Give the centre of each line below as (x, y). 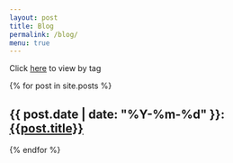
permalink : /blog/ (44, 34)
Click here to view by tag (55, 68)
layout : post (34, 18)
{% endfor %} (35, 150)
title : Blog (31, 26)
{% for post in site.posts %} (61, 86)
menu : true (30, 43)
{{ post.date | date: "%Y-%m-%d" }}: (117, 114)
